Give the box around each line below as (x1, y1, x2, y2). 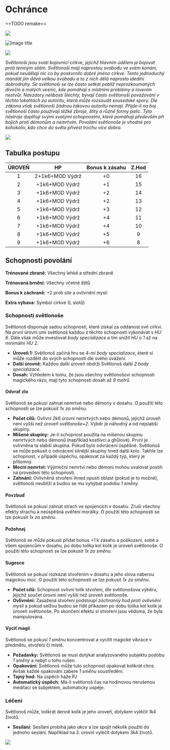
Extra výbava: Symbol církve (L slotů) (5, 299, 85, 306)
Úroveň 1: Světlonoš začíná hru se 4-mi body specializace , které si (12, 349, 154, 356)
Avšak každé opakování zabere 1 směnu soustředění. (12, 668, 124, 674)
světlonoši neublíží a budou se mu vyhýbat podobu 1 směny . (12, 481, 139, 487)
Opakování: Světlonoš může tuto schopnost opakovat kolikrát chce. (12, 662, 155, 669)
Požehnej (5, 526, 25, 532)
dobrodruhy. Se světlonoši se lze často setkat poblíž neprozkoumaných (5, 81, 155, 87)
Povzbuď (5, 492, 25, 498)
